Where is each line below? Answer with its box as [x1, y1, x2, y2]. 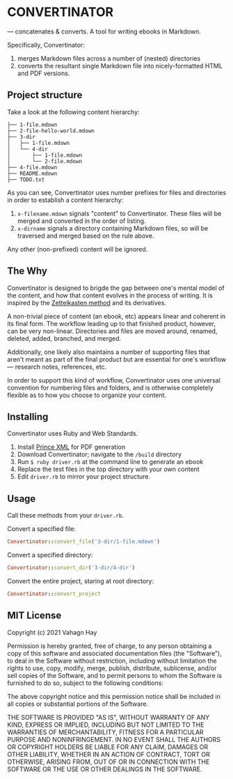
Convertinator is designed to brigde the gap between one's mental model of [7, 284, 225, 292]
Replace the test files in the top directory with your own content [17, 465, 200, 474]
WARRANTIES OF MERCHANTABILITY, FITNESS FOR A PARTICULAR [7, 727, 204, 736]
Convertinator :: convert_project [7, 590, 101, 597]
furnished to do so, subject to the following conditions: [7, 679, 163, 687]
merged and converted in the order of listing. [17, 217, 146, 225]
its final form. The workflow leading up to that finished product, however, [7, 319, 216, 327]
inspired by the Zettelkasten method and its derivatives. [7, 298, 167, 307]
